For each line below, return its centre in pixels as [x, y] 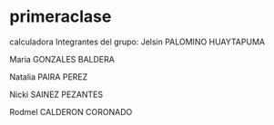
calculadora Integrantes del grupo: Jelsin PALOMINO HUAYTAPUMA [137, 42]
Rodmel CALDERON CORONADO [71, 111]
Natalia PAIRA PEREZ [49, 77]
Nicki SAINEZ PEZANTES [56, 94]
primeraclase [61, 17]
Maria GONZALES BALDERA [62, 59]
